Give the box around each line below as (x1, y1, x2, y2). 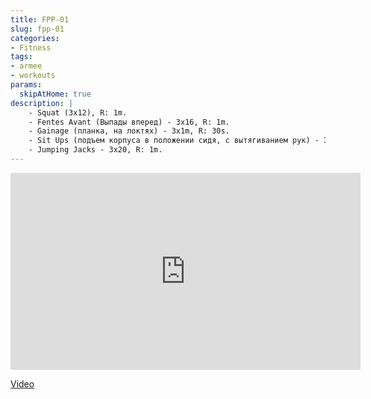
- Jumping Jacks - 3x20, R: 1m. (28, 145, 163, 155)
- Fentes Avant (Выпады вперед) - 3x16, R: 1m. (28, 117, 230, 127)
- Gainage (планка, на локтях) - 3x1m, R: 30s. (28, 126, 230, 136)
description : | (10, 98, 74, 108)
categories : (10, 33, 60, 43)
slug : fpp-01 (10, 24, 65, 34)
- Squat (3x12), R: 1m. (28, 107, 128, 118)
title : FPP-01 (10, 14, 70, 25)
